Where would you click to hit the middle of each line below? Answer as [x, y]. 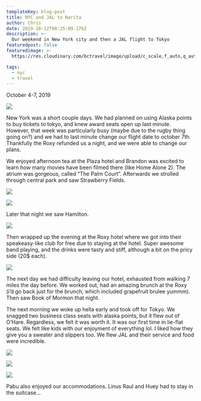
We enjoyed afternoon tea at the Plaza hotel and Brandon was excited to [95, 161]
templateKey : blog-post [36, 12]
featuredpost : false [32, 45]
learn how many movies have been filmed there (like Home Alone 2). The [96, 167]
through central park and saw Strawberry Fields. [66, 180]
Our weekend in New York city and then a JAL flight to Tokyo [91, 39]
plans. [14, 149]
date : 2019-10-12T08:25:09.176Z [46, 28]
